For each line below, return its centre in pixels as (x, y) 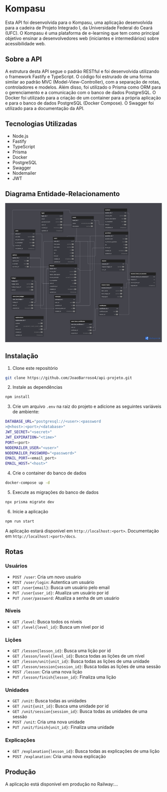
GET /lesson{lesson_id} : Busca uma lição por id (61, 651)
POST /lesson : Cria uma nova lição (47, 672)
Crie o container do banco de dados (49, 473)
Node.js (20, 136)
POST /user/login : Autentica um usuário (53, 582)
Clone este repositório (35, 368)
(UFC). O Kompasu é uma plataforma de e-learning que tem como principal (82, 33)
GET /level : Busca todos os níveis (47, 622)
